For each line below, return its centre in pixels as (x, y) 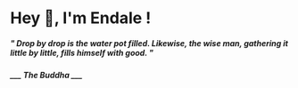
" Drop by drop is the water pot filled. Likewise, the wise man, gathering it (149, 43)
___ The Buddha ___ (46, 76)
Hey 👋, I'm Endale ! (81, 18)
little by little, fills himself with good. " (82, 52)
